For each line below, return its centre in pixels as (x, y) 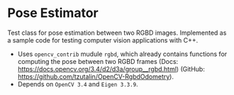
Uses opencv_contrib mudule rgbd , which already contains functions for (122, 54)
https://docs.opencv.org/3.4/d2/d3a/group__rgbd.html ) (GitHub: (111, 69)
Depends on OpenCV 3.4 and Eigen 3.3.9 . (78, 84)
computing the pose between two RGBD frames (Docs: (98, 61)
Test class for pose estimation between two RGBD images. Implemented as (117, 33)
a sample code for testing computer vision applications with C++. (103, 40)
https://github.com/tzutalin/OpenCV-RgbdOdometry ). (95, 77)
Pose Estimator (53, 13)
